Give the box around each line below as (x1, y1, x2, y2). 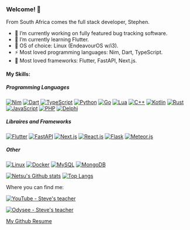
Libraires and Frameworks (6, 118, 72, 125)
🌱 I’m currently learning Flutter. (14, 36, 89, 43)
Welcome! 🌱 (6, 5, 41, 13)
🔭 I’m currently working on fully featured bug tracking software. (14, 30, 168, 37)
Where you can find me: (6, 183, 64, 190)
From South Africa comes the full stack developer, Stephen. (6, 19, 150, 26)
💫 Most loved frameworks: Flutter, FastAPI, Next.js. (14, 57, 137, 64)
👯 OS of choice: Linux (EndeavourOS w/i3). (14, 42, 119, 49)
